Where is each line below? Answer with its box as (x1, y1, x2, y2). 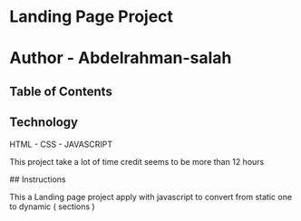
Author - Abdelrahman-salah (9, 48, 232, 69)
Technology (9, 115, 79, 130)
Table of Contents (9, 83, 113, 99)
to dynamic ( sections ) (9, 201, 95, 212)
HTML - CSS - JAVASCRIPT (9, 139, 113, 149)
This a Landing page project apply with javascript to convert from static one (9, 191, 293, 202)
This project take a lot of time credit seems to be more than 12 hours (9, 156, 265, 167)
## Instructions (9, 174, 66, 185)
